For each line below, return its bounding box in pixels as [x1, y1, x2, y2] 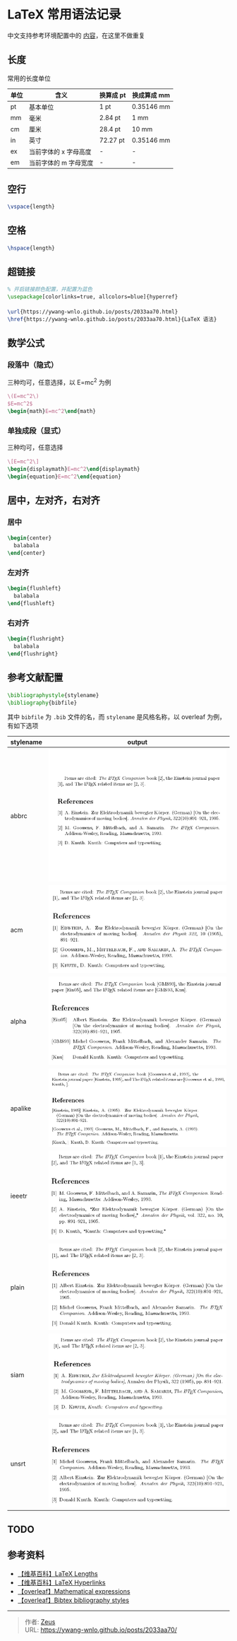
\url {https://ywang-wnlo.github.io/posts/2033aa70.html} [7, 308, 178, 315]
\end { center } [7, 549, 46, 557]
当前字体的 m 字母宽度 [29, 158, 94, 167]
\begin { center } [7, 535, 52, 542]
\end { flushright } [7, 650, 59, 658]
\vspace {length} [7, 203, 55, 211]
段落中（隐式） [7, 360, 59, 370]
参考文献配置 [7, 672, 63, 684]
